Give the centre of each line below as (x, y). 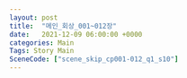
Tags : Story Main (42, 51)
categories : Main (42, 43)
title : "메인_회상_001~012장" (63, 26)
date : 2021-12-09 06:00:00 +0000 (76, 34)
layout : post (34, 17)
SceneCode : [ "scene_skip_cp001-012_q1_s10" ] (94, 59)
